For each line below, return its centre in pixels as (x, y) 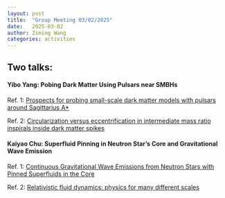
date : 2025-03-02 (35, 26)
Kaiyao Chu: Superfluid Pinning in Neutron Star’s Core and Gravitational (112, 144)
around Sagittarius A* (38, 107)
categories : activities (42, 39)
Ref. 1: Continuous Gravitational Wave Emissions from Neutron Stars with (111, 166)
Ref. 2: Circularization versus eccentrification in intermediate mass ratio (109, 121)
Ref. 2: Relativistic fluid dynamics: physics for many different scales (103, 187)
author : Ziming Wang (37, 33)
